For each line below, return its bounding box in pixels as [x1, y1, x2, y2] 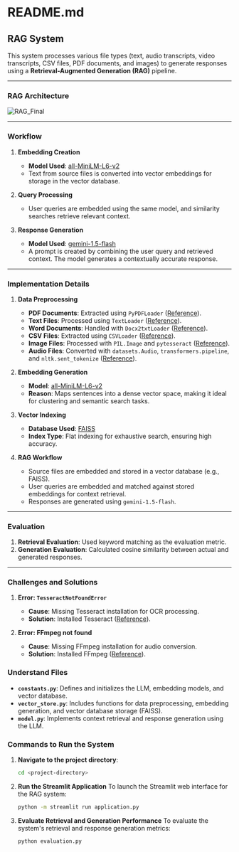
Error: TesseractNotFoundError [17, 593, 107, 602]
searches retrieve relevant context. [28, 211, 131, 220]
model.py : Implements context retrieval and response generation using [17, 714, 224, 723]
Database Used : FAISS [28, 424, 96, 432]
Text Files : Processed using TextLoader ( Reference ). [28, 316, 182, 324]
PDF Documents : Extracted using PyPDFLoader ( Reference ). [28, 309, 201, 317]
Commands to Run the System [7, 739, 115, 749]
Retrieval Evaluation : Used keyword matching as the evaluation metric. [17, 538, 227, 546]
